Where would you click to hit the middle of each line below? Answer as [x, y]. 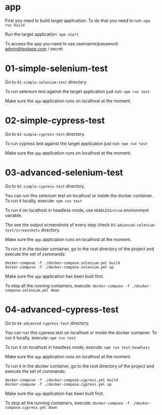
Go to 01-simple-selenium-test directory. [46, 82]
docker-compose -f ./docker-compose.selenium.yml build [63, 263]
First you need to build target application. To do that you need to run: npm [78, 20]
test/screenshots [23, 230]
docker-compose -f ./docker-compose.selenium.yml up [59, 267]
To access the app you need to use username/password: [62, 43]
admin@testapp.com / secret [34, 49]
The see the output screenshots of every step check [57, 225]
